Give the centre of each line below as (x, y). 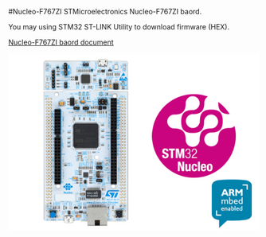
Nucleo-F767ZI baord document (61, 42)
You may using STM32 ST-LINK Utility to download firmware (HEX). (119, 27)
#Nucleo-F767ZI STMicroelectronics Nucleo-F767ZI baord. (105, 12)
